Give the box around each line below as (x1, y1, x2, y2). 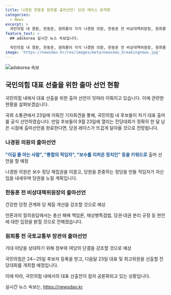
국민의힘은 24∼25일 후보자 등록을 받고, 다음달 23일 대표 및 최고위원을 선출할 (5, 256, 159, 262)
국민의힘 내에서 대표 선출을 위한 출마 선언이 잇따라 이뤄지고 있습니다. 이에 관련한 (5, 95, 164, 101)
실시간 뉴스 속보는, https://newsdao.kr (5, 284, 83, 290)
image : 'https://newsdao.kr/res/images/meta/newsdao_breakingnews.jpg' (5, 49, 160, 55)
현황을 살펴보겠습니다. (5, 101, 49, 107)
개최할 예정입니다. (22, 262, 59, 269)
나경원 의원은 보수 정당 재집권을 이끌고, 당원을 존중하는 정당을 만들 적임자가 (5, 168, 155, 174)
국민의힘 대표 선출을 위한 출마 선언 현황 (5, 81, 120, 90)
